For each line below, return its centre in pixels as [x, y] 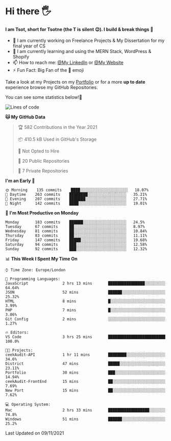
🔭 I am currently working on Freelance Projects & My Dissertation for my [89, 41]
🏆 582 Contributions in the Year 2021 [57, 127]
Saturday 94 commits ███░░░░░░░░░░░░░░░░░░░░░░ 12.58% [76, 245]
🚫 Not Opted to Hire [39, 151]
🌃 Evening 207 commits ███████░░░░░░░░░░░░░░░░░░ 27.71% [76, 199]
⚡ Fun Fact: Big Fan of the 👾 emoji [48, 70]
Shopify [21, 57]
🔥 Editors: [17, 333]
